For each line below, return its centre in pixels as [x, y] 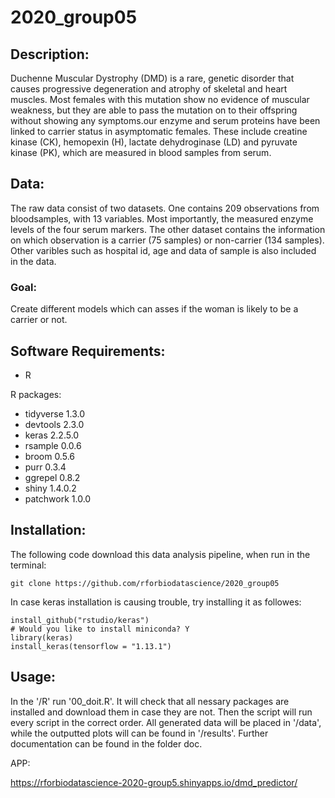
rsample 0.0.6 [53, 445]
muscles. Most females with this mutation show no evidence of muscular [160, 99]
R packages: [36, 394]
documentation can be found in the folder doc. [106, 743]
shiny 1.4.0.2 [50, 488]
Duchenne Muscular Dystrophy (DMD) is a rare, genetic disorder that [152, 78]
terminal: [28, 565]
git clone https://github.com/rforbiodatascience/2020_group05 [145, 583]
